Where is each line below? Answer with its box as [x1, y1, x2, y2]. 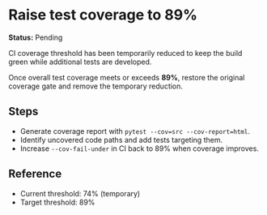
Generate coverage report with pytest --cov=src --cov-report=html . [19, 126, 251, 135]
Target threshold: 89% [19, 197, 95, 207]
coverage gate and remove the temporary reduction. [8, 81, 184, 91]
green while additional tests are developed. [8, 57, 152, 67]
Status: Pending [8, 32, 63, 42]
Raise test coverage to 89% [8, 6, 198, 24]
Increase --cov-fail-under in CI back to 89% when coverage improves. [19, 144, 259, 153]
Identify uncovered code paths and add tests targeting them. [19, 135, 223, 144]
